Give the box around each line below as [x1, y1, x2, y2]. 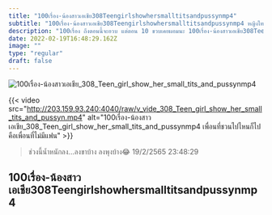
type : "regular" [8, 49, 63, 57]
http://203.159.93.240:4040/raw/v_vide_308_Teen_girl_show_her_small [27, 103, 263, 113]
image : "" [8, 42, 42, 50]
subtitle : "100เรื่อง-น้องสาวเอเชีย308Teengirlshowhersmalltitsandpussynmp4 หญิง [8, 19, 258, 27]
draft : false [8, 57, 53, 65]
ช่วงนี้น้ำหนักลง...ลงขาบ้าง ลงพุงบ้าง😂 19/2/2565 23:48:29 [28, 146, 199, 156]
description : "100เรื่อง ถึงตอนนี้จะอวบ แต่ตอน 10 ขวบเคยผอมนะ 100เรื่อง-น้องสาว [8, 27, 231, 35]
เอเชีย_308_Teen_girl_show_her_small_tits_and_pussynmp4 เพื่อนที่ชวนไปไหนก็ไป [8, 121, 261, 131]
